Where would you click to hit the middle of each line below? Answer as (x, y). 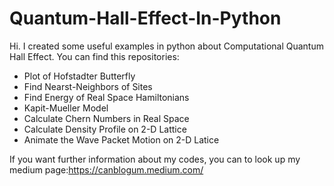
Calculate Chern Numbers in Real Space (106, 118)
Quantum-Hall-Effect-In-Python (145, 18)
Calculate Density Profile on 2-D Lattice (105, 129)
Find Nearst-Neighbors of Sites (88, 86)
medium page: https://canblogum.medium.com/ (106, 169)
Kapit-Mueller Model (66, 108)
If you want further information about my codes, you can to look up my (155, 159)
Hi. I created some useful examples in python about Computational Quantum (166, 46)
